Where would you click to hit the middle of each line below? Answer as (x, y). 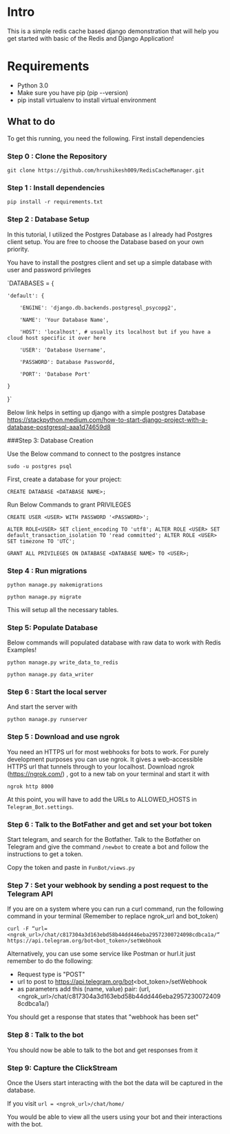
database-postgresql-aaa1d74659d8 (59, 427)
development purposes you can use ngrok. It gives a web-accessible (105, 759)
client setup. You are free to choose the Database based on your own (106, 241)
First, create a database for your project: (64, 479)
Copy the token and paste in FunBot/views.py (71, 868)
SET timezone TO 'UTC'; (41, 541)
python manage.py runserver (48, 720)
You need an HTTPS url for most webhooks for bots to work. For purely (108, 751)
